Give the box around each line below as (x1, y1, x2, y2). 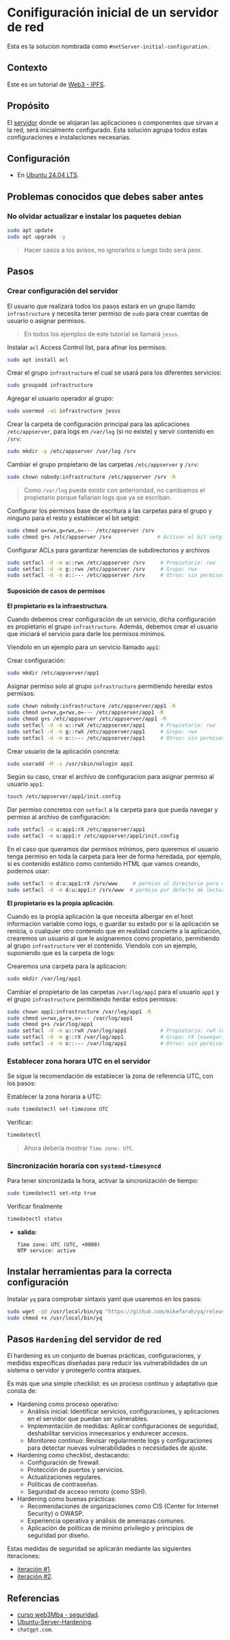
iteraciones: (7, 1552, 40, 1560)
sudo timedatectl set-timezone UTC (7, 1106, 109, 1113)
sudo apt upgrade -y (7, 233, 66, 240)
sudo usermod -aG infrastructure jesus (7, 408, 121, 414)
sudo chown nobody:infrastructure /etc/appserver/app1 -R (7, 703, 176, 710)
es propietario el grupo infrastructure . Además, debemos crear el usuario (7, 622, 218, 631)
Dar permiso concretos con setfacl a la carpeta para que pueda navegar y (7, 806, 218, 814)
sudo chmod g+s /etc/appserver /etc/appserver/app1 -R (7, 716, 167, 723)
